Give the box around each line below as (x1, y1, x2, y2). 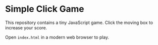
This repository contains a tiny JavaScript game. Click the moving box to (5, 20, 154, 25)
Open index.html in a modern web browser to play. (5, 34, 109, 40)
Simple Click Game (5, 3, 84, 15)
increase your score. (5, 24, 47, 30)
